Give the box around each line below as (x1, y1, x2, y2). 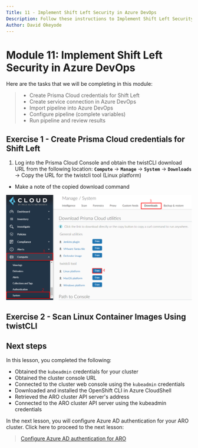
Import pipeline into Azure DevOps (29, 104, 114, 112)
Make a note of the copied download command (14, 183, 130, 191)
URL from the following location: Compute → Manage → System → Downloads (14, 166, 192, 173)
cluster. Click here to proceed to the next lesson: (6, 424, 124, 431)
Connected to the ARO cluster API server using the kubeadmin (14, 399, 167, 407)
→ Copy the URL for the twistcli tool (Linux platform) (14, 172, 141, 179)
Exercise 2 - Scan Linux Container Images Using (6, 311, 186, 322)
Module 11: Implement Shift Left (6, 48, 163, 62)
